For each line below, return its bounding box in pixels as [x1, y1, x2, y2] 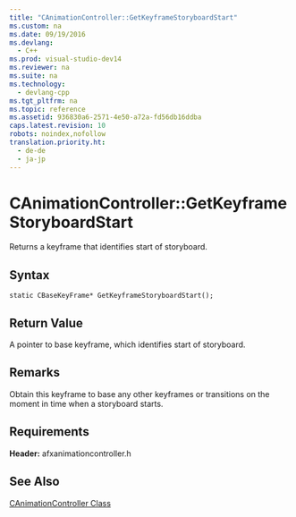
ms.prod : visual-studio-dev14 [9, 55, 123, 64]
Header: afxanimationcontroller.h [9, 448, 131, 459]
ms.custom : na [9, 21, 63, 30]
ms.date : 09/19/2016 [9, 30, 87, 38]
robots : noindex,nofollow [9, 130, 106, 139]
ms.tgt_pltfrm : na [9, 96, 78, 106]
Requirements [9, 424, 89, 439]
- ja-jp [17, 154, 47, 164]
